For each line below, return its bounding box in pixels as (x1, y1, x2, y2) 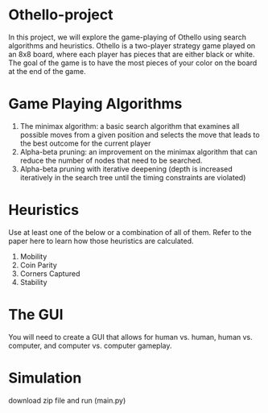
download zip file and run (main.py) (8, 395, 126, 405)
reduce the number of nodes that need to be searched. (19, 155, 203, 165)
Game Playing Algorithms (8, 95, 183, 114)
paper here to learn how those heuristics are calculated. (8, 236, 194, 246)
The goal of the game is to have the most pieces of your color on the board (8, 58, 258, 68)
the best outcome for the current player (19, 138, 151, 148)
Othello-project (8, 6, 113, 24)
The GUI (8, 306, 64, 324)
